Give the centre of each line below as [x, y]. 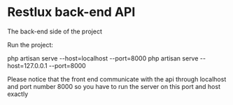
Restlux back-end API [71, 12]
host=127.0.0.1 [27, 65]
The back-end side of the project [55, 31]
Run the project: [30, 45]
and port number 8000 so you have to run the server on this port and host [114, 86]
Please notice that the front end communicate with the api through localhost [117, 79]
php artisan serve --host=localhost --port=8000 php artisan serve [103, 58]
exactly [18, 94]
